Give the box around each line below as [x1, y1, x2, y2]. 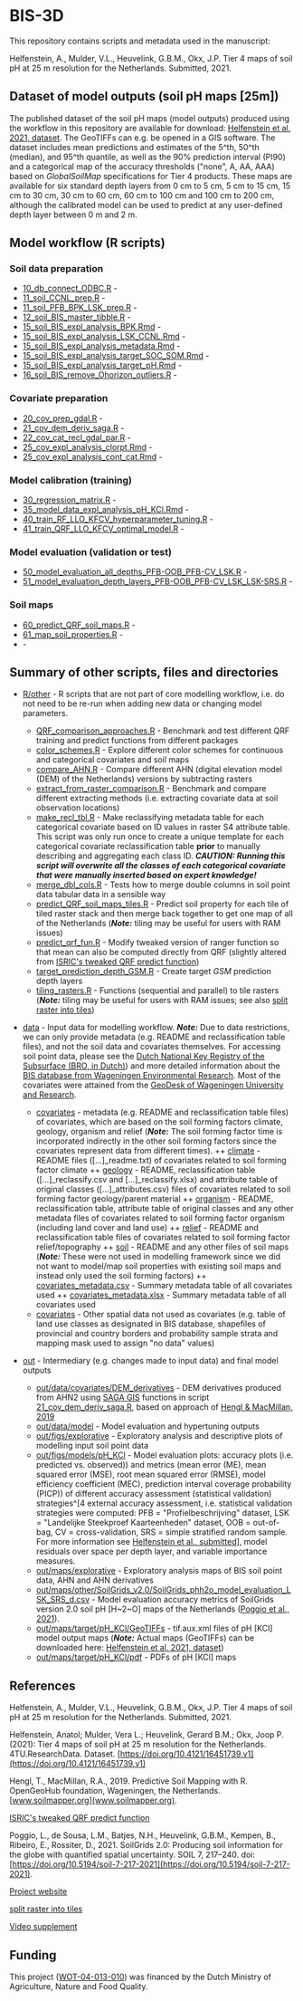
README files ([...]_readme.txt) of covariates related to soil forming [35, 1155, 287, 1166]
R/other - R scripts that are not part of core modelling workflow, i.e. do [22, 689, 285, 700]
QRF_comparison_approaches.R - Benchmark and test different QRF [35, 725, 290, 736]
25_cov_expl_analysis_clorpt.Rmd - [22, 441, 153, 453]
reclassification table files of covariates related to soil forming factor [35, 1232, 291, 1243]
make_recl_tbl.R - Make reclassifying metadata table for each [35, 812, 265, 823]
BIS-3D [9, 5, 64, 26]
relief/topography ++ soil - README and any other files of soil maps [35, 1241, 289, 1252]
